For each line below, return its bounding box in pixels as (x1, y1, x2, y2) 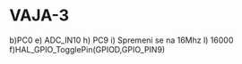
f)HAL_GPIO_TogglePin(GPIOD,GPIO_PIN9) (9, 44, 166, 54)
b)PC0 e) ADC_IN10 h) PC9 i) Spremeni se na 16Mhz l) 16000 (9, 35, 234, 45)
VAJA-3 (9, 5, 70, 26)
